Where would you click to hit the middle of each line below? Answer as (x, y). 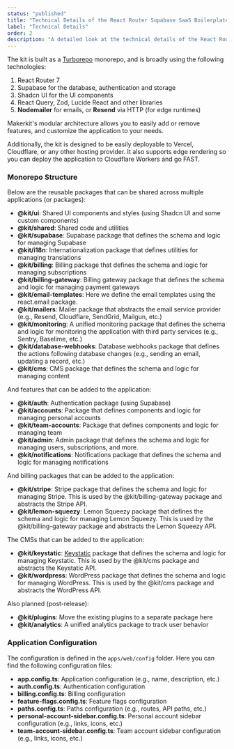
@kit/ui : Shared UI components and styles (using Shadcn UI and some (119, 213)
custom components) (48, 221)
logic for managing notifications (63, 462)
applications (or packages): (46, 200)
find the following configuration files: (60, 665)
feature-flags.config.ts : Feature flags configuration (92, 701)
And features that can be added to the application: (79, 389)
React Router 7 (39, 80)
